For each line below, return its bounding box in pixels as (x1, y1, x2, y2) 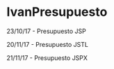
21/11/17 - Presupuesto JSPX (6, 53, 88, 62)
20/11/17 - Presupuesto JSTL (6, 40, 88, 48)
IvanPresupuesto (6, 4, 108, 20)
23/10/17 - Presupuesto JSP (6, 27, 86, 35)
